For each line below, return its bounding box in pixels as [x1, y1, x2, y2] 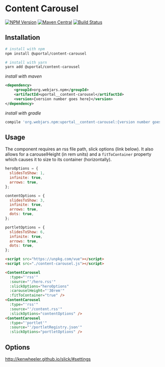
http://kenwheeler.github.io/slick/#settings [5, 356, 91, 362]
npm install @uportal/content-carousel [5, 51, 87, 56]
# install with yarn [5, 60, 48, 65]
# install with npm [5, 46, 45, 52]
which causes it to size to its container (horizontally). [5, 157, 112, 163]
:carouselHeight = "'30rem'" [9, 288, 65, 293]
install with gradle [5, 110, 41, 116]
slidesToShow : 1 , [9, 170, 45, 176]
